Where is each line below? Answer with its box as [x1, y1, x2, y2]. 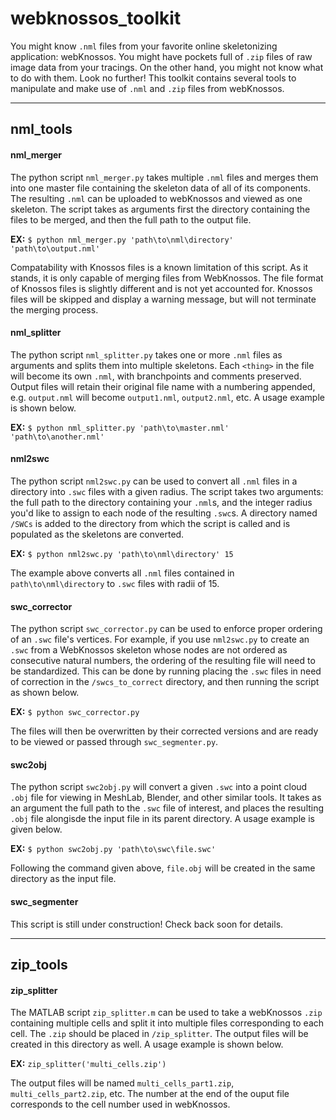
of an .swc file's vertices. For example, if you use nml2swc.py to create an [10, 633, 310, 646]
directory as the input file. [10, 873, 117, 885]
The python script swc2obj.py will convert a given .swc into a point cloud [10, 781, 308, 793]
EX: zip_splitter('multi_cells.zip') [10, 1058, 167, 1070]
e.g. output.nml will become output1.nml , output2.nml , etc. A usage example [10, 391, 325, 403]
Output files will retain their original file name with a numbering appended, [10, 380, 316, 392]
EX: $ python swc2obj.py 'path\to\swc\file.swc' [10, 843, 217, 855]
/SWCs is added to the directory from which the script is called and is [10, 517, 291, 529]
